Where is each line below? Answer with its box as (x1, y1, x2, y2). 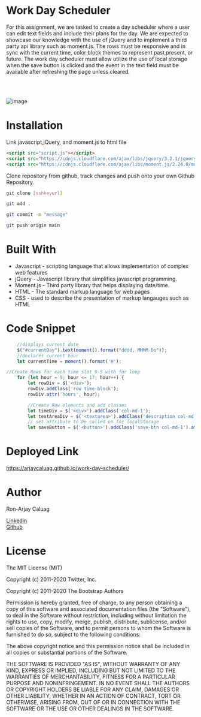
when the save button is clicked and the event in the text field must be (6, 61, 179, 69)
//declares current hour (17, 353, 79, 358)
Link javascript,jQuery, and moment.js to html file (6, 138, 127, 146)
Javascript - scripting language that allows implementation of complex (14, 262, 189, 270)
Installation (6, 119, 63, 132)
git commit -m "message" (6, 212, 68, 218)
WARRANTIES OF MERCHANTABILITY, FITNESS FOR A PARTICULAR (6, 673, 175, 680)
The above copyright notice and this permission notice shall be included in (6, 642, 190, 649)
